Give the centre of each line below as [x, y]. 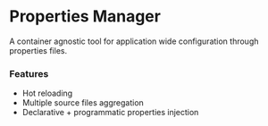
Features [29, 73]
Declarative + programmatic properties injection [110, 113]
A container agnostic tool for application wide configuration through [134, 41]
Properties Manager [85, 17]
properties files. [38, 50]
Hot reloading [47, 93]
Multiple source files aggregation [83, 103]
